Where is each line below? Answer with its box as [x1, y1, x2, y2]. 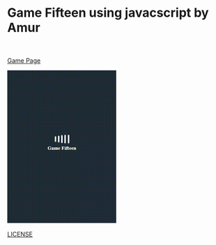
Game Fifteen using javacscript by [7, 5, 209, 21]
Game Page [7, 56, 41, 64]
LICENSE [7, 230, 33, 238]
